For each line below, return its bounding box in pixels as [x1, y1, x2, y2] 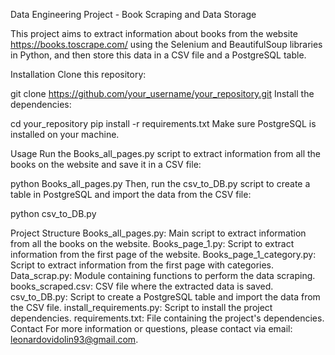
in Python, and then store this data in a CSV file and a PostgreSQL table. [10, 49, 307, 61]
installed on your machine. [10, 129, 120, 140]
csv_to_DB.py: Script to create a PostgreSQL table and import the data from [10, 291, 321, 303]
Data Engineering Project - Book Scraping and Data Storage [10, 9, 257, 20]
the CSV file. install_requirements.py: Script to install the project [10, 302, 273, 313]
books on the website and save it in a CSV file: [10, 159, 202, 170]
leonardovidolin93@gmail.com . [10, 334, 139, 345]
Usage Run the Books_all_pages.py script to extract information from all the [10, 148, 322, 159]
